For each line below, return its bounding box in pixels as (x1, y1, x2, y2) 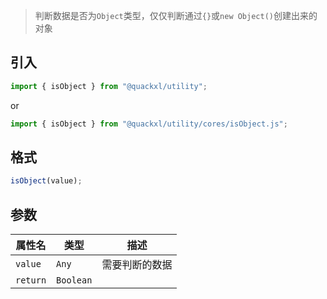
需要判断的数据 (101, 258, 173, 272)
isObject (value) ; (10, 176, 83, 186)
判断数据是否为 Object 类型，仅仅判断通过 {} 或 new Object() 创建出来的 (34, 10, 318, 21)
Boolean (56, 275, 93, 286)
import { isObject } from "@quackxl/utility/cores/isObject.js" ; (10, 119, 288, 129)
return (15, 275, 47, 286)
